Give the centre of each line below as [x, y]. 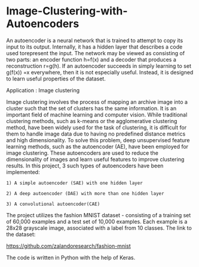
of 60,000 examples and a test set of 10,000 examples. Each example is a [97, 221]
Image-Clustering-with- [67, 11]
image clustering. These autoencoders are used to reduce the [82, 153]
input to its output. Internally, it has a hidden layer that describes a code [94, 47]
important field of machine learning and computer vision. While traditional [97, 115]
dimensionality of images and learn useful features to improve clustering [95, 159]
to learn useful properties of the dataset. [56, 79]
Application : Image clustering [43, 90]
